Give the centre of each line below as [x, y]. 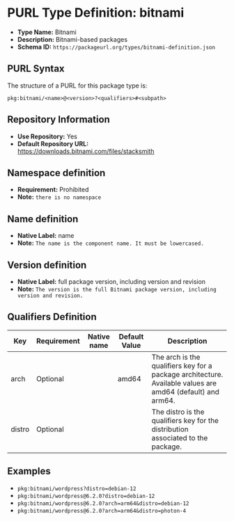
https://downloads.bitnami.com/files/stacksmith [86, 151]
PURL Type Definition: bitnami [96, 13]
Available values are [184, 383]
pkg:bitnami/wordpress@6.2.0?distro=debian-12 [86, 496]
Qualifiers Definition [52, 317]
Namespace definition [56, 173]
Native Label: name [46, 236]
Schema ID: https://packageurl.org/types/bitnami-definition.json [116, 47]
